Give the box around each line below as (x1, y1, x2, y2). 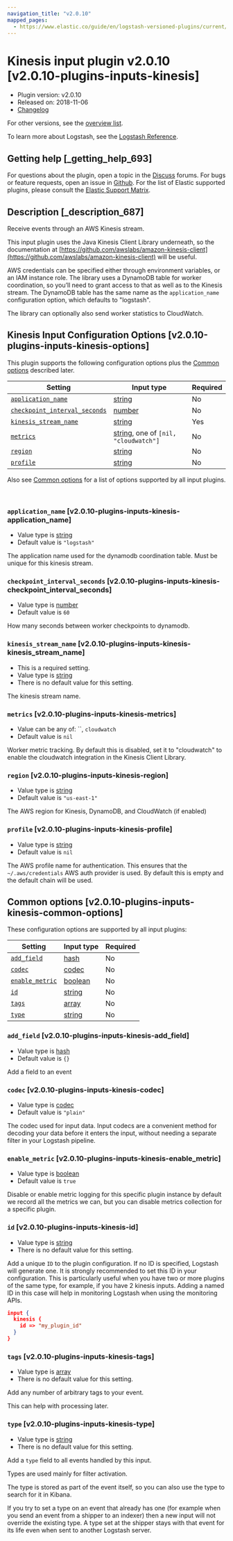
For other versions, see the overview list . (7, 119, 123, 127)
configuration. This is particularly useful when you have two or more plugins (7, 1273, 225, 1282)
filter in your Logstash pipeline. (7, 1136, 96, 1144)
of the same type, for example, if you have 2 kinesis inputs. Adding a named (7, 1281, 225, 1289)
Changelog (17, 106, 49, 114)
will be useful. (157, 252, 198, 261)
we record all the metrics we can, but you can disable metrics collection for (7, 1198, 223, 1206)
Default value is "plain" (17, 1108, 85, 1116)
